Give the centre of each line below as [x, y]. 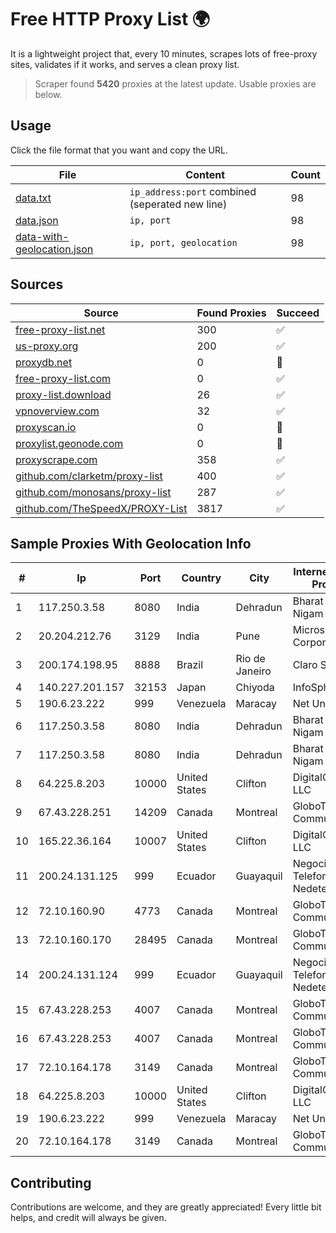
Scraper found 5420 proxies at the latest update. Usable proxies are [175, 83]
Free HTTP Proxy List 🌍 [110, 19]
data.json [37, 220]
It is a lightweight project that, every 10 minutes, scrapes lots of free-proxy [164, 53]
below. [48, 94]
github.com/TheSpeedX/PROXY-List [101, 508]
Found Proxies [231, 313]
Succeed [298, 313]
